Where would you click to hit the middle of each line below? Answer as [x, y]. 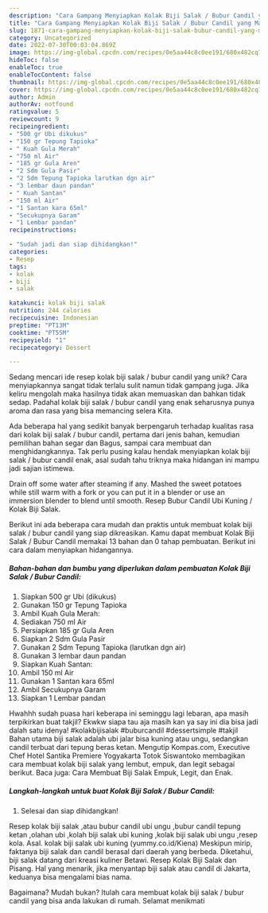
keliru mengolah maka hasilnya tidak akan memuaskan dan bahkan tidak [127, 394]
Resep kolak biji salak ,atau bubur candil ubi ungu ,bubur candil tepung [125, 826]
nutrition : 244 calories [50, 311]
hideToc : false [34, 60]
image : [20, 52]
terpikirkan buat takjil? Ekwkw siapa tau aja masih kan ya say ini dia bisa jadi [134, 722]
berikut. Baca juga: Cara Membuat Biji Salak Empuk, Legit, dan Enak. [121, 773]
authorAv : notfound [41, 104]
